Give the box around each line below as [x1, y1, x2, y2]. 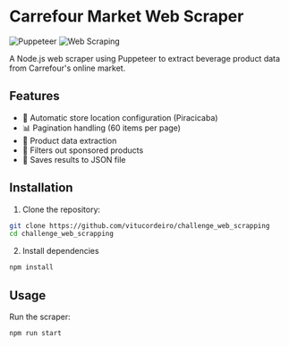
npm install [9, 263, 54, 272]
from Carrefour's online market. [9, 63, 126, 73]
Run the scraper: [9, 311, 72, 322]
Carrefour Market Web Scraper [9, 6, 244, 27]
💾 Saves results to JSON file [21, 154, 126, 165]
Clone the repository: [21, 204, 101, 215]
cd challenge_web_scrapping [9, 230, 115, 239]
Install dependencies [21, 246, 100, 257]
